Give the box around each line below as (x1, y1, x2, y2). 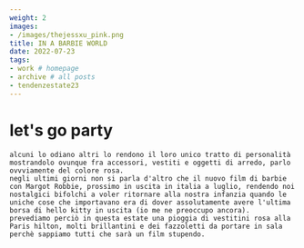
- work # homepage (9, 64, 79, 74)
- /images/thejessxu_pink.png (9, 30, 125, 39)
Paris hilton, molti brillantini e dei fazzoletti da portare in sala (9, 222, 283, 231)
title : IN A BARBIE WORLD (9, 38, 107, 48)
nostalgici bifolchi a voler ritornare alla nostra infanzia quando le (9, 190, 287, 199)
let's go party (9, 120, 114, 141)
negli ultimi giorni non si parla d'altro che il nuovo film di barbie (9, 174, 287, 183)
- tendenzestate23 (9, 81, 79, 90)
